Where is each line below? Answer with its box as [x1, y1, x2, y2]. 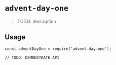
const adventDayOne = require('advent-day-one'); [5, 46, 112, 51]
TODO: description [17, 18, 57, 24]
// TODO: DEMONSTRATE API [5, 55, 59, 60]
